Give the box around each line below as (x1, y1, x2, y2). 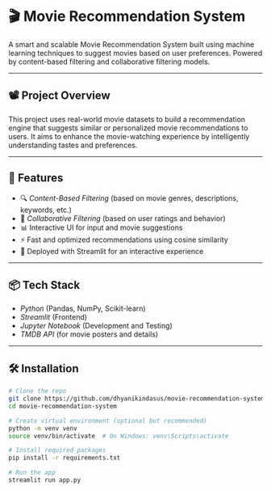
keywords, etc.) (19, 205, 73, 214)
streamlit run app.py (8, 476, 81, 485)
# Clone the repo (8, 387, 67, 396)
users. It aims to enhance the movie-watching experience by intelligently (8, 131, 250, 141)
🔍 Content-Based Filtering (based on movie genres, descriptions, (19, 193, 240, 203)
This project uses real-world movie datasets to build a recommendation (8, 114, 246, 124)
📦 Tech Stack (8, 278, 81, 292)
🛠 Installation (8, 362, 79, 375)
